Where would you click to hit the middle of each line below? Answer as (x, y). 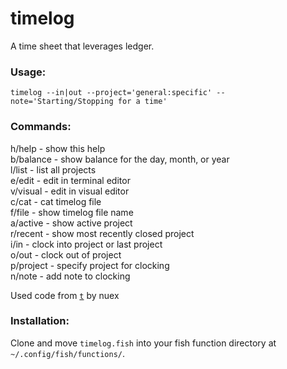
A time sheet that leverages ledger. (82, 46)
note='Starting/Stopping (62, 102)
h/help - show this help (58, 148)
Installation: (40, 321)
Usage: (28, 72)
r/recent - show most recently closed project (102, 233)
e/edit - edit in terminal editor (70, 180)
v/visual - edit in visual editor (70, 191)
